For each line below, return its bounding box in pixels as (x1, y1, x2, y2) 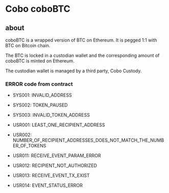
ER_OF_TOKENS (12, 143, 46, 149)
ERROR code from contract (5, 80, 73, 88)
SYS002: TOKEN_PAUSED (12, 102, 68, 108)
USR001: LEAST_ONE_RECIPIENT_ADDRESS (12, 122, 105, 128)
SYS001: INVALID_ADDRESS (12, 92, 73, 98)
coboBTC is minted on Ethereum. (5, 58, 75, 64)
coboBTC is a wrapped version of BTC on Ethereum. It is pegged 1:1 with (5, 37, 157, 43)
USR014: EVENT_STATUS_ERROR (12, 182, 83, 188)
